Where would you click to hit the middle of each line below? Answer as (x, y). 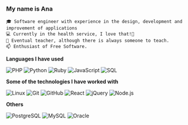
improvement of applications (42, 28)
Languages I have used (35, 59)
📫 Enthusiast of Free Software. (47, 47)
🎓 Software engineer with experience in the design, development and (94, 22)
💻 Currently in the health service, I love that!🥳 (70, 34)
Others (15, 104)
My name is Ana (29, 9)
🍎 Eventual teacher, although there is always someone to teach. (88, 41)
